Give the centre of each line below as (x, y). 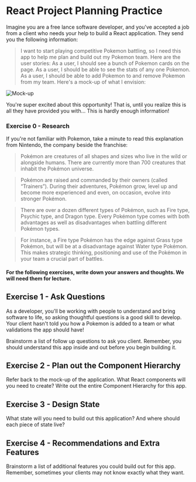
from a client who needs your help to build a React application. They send (95, 33)
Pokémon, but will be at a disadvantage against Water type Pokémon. (104, 247)
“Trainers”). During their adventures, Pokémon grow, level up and (99, 186)
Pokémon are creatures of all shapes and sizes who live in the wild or (104, 156)
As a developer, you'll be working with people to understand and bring (91, 311)
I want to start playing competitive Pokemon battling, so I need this (101, 50)
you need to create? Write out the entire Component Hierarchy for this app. (97, 386)
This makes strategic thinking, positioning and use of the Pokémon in (104, 252)
